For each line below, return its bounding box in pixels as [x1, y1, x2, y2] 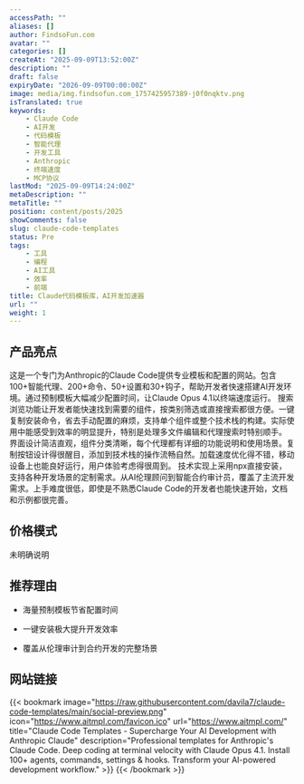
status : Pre [9, 232, 54, 241]
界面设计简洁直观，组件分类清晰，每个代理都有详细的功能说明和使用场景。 [9, 438, 287, 449]
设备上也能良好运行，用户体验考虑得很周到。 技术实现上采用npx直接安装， [9, 460, 288, 471]
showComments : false [9, 215, 88, 225]
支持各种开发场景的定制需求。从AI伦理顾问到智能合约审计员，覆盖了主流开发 [9, 472, 295, 483]
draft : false [9, 73, 59, 82]
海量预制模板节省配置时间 [22, 604, 119, 615]
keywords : [9, 106, 47, 115]
